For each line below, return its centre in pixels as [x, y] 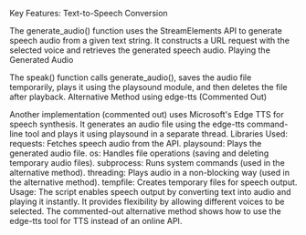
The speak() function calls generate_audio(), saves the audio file [131, 77]
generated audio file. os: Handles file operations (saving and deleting [139, 153]
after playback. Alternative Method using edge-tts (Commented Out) [138, 97]
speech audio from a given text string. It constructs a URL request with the [150, 41]
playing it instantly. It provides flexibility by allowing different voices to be [147, 201]
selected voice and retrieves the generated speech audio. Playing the [140, 50]
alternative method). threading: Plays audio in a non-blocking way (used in [150, 173]
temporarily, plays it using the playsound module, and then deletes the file [148, 87]
